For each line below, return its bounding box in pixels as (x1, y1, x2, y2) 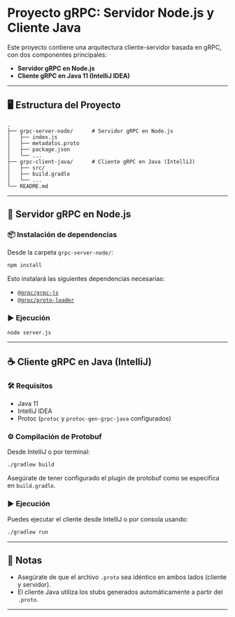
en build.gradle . (7, 482, 56, 490)
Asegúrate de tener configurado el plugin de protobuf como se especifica (7, 474, 220, 482)
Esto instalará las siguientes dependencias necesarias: (7, 275, 165, 283)
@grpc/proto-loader (17, 297, 75, 304)
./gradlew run (7, 528, 49, 536)
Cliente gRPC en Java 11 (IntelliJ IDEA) (17, 72, 131, 80)
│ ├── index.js (7, 133, 58, 141)
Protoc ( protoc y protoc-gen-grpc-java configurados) (17, 414, 171, 423)
